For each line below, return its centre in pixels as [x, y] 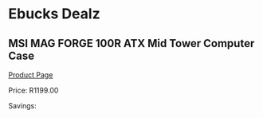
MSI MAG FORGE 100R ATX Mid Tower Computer [131, 43]
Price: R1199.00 [33, 90]
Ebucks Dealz [55, 14]
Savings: [23, 106]
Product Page [31, 75]
